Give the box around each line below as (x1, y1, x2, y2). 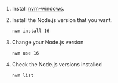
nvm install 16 (11, 28, 50, 34)
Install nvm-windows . (11, 5, 64, 12)
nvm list (11, 72, 34, 78)
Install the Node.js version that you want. (11, 17, 112, 23)
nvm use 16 (11, 50, 39, 56)
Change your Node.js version (11, 39, 84, 46)
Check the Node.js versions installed (11, 60, 103, 68)
